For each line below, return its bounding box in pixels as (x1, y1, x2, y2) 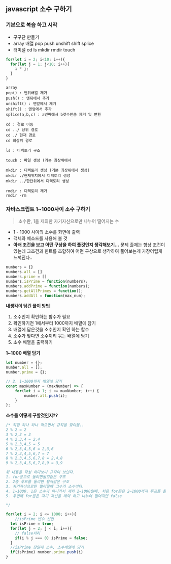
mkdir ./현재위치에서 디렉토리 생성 (6, 173, 71, 178)
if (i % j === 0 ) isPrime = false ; (15, 535, 88, 541)
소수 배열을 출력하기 (13, 339, 53, 345)
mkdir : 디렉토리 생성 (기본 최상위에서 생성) (6, 168, 90, 173)
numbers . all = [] (6, 270, 43, 275)
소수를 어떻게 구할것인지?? (6, 412, 58, 419)
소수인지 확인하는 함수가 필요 (13, 314, 71, 320)
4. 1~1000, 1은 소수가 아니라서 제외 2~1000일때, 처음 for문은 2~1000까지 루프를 (6, 489, 161, 494)
